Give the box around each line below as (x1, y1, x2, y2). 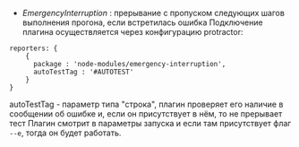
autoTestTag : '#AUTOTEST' (32, 67, 134, 76)
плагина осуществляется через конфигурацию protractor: (21, 27, 243, 37)
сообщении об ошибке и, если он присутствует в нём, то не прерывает (9, 108, 283, 119)
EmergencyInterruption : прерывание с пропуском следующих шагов (21, 8, 285, 18)
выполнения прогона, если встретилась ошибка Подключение (21, 17, 263, 28)
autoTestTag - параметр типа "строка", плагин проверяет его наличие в (9, 99, 284, 109)
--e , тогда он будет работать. (9, 127, 122, 138)
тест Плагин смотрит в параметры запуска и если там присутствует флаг (9, 118, 292, 128)
